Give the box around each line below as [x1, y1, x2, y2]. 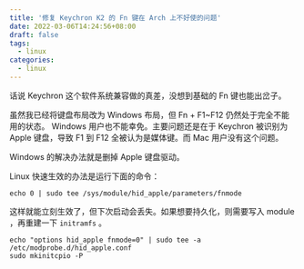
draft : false [9, 30, 59, 39]
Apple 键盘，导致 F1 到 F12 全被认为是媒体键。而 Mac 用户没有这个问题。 [9, 132, 284, 143]
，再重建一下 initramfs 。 [9, 217, 107, 228]
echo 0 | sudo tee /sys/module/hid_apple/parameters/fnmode [9, 188, 243, 198]
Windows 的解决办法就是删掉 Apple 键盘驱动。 [9, 151, 185, 162]
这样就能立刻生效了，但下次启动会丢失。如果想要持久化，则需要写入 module [9, 205, 295, 216]
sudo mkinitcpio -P [9, 251, 84, 260]
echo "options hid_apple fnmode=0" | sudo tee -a [9, 235, 202, 244]
